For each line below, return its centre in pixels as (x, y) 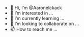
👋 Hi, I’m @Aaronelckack (36, 8)
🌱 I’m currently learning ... (37, 18)
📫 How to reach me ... (34, 29)
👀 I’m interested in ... (32, 13)
